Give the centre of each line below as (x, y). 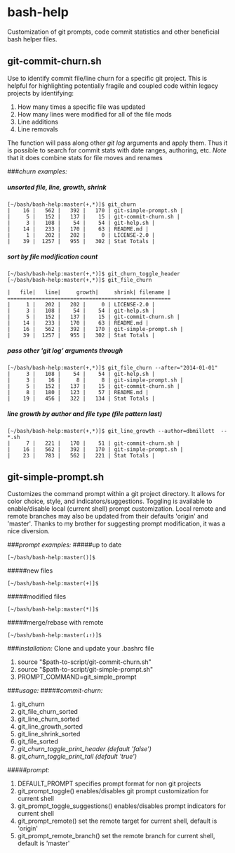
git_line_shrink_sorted (49, 734)
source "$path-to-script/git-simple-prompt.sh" (85, 670)
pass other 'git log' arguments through (65, 351)
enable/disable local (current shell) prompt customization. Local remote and (117, 509)
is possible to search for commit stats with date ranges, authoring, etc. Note (117, 150)
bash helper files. (32, 39)
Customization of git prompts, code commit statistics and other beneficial (113, 32)
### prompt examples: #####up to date (65, 545)
